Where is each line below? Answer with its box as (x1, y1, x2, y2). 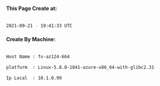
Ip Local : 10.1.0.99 (6, 75, 62, 81)
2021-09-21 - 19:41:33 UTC (6, 23, 73, 29)
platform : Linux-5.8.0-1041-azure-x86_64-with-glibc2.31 (6, 65, 155, 71)
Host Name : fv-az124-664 (6, 54, 70, 60)
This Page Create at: (6, 5, 57, 12)
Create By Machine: (6, 35, 56, 42)
